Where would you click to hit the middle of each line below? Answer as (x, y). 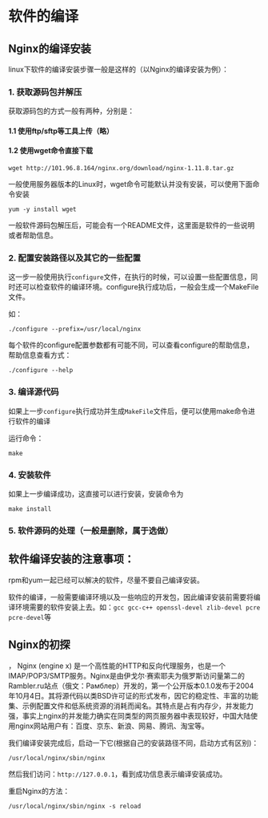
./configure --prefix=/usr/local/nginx (75, 330)
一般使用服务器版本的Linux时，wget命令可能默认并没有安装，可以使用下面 (131, 184)
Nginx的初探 (39, 645)
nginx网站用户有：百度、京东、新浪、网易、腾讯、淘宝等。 (112, 726)
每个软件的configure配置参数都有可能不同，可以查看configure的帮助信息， (131, 345)
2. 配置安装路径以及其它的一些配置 (75, 258)
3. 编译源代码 (34, 392)
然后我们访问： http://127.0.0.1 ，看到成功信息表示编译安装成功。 (118, 774)
